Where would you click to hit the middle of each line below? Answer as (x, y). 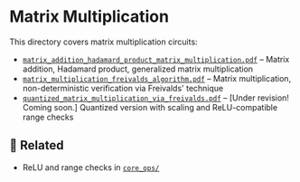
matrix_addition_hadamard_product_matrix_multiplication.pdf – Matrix (156, 59)
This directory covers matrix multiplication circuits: (103, 42)
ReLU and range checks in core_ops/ (91, 167)
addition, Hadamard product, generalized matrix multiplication (138, 69)
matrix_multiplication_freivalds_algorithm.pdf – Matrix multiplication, (157, 78)
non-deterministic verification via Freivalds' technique (123, 88)
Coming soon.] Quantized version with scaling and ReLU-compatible (150, 107)
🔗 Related (37, 145)
